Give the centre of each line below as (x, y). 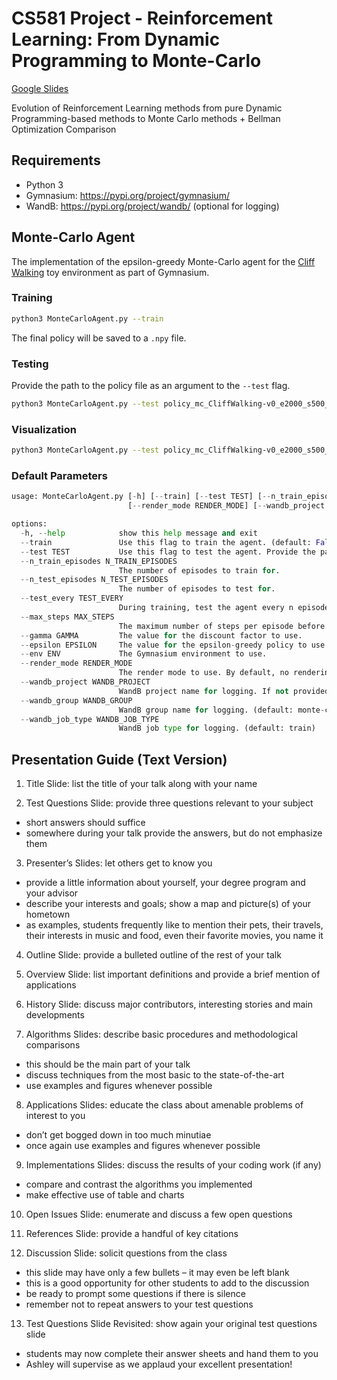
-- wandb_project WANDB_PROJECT (85, 682)
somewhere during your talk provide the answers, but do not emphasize (174, 833)
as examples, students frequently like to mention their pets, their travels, (174, 925)
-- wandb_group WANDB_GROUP (76, 700)
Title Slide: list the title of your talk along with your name (141, 784)
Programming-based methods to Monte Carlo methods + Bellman (146, 118)
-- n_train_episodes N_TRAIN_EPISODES (99, 561)
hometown (48, 914)
